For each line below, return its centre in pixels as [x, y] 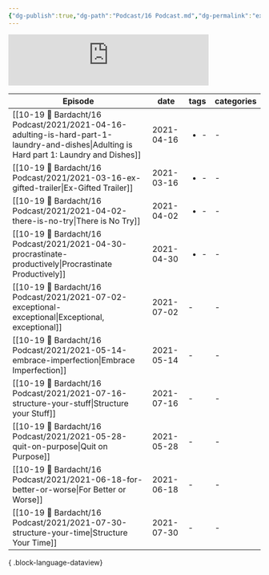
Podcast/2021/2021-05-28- [70, 436]
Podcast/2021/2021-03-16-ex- [77, 177]
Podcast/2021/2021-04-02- [70, 211]
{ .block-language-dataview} [56, 562]
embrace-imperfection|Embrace [74, 360]
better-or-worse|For [52, 489]
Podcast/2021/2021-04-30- [70, 244]
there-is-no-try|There [55, 221]
